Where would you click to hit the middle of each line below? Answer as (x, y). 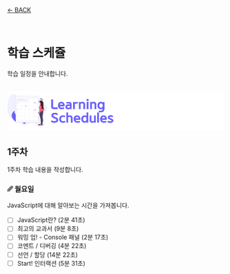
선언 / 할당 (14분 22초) (47, 255)
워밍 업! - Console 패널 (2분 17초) (63, 238)
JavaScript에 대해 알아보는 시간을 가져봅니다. (68, 205)
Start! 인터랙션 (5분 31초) (51, 263)
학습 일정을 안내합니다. (38, 73)
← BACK (19, 10)
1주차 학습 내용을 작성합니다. (45, 169)
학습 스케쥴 (36, 53)
